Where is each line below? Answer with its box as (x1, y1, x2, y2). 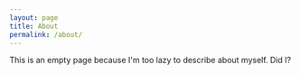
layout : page (9, 13, 59, 23)
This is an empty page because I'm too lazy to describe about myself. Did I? (9, 55, 292, 66)
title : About (9, 22, 59, 31)
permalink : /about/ (9, 30, 83, 39)
